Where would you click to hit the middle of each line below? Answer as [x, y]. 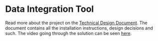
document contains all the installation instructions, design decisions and [79, 28]
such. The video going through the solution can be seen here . [69, 33]
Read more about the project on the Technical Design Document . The [77, 23]
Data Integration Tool [50, 9]
